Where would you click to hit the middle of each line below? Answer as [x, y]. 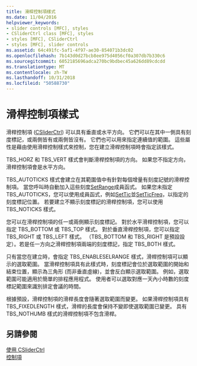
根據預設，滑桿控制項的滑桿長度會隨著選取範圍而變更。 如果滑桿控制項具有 [98, 299]
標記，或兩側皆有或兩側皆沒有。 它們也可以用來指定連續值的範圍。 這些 [98, 139]
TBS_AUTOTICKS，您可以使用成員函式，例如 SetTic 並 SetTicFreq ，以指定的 [97, 194]
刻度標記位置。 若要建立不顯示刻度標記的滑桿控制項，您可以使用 [85, 202]
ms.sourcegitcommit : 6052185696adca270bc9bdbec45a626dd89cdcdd [86, 61]
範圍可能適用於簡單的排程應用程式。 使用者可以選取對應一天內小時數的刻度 [98, 279]
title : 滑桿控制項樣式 [31, 12]
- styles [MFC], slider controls [47, 45]
